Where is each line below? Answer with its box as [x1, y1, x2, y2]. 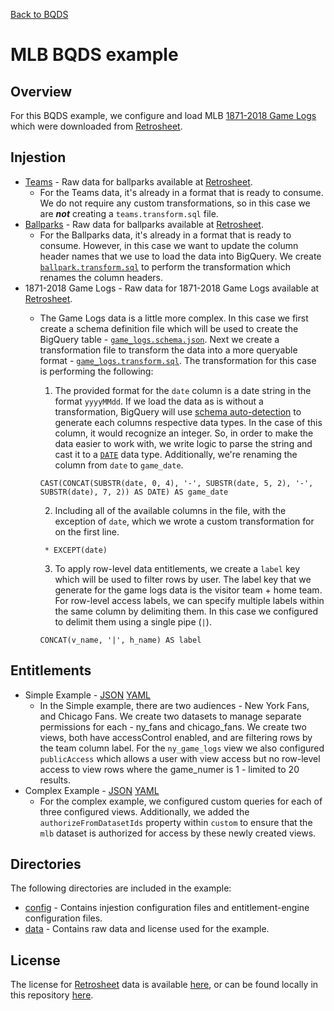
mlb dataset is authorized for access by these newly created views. [39, 827, 317, 839]
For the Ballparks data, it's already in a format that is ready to [39, 229, 292, 241]
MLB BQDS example [10, 44, 179, 66]
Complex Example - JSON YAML [24, 784, 160, 796]
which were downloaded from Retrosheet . [10, 120, 183, 132]
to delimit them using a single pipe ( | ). [54, 615, 212, 628]
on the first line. [54, 525, 120, 538]
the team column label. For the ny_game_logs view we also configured [39, 742, 325, 754]
